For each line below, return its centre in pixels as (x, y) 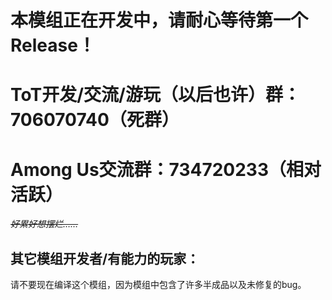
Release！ (53, 45)
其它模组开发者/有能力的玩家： (105, 258)
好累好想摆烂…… (44, 224)
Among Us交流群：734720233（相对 (166, 169)
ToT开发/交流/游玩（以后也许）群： (155, 95)
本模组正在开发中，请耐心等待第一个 (159, 20)
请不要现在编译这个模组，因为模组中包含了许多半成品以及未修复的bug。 (158, 285)
